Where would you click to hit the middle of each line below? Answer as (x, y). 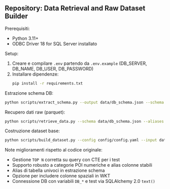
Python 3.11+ (25, 38)
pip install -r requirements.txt (47, 83)
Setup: (12, 53)
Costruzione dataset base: (32, 131)
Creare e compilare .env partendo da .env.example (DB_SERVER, (80, 63)
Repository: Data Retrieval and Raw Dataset (75, 8)
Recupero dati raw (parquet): (35, 112)
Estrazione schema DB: (29, 93)
